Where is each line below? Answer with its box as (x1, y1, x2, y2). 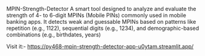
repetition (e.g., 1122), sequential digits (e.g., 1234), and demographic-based (6, 24, 199, 32)
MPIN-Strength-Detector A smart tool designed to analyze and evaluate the (6, 5, 196, 12)
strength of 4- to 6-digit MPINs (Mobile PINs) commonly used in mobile (6, 12, 187, 19)
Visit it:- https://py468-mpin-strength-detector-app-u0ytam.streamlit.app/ (6, 43, 194, 50)
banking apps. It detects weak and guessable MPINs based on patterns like (6, 18, 196, 25)
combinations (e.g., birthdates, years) (6, 31, 101, 38)
